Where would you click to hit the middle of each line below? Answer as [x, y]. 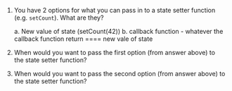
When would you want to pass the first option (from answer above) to [115, 53]
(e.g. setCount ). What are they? [59, 18]
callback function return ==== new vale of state [83, 39]
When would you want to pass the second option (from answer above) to [120, 74]
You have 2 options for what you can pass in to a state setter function [115, 10]
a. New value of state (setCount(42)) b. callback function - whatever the [118, 31]
